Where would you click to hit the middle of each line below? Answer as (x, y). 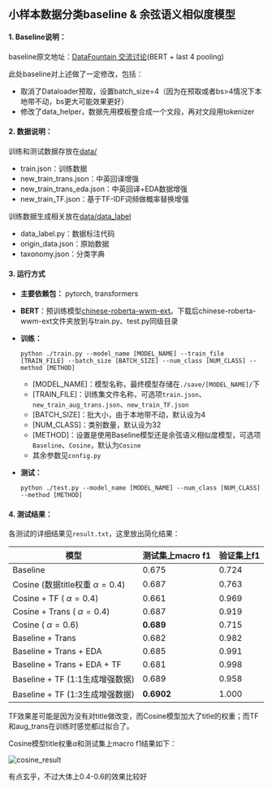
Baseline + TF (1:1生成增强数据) (74, 679)
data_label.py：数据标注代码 (67, 233)
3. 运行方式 (27, 274)
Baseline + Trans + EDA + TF (67, 665)
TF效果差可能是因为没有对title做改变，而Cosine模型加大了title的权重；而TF (134, 716)
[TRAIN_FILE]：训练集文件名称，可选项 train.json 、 (119, 394)
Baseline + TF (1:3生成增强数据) (74, 695)
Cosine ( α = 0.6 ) (46, 625)
